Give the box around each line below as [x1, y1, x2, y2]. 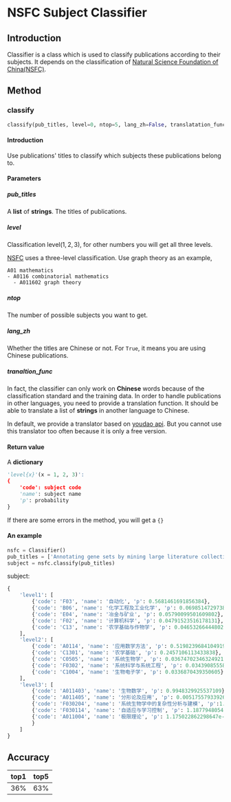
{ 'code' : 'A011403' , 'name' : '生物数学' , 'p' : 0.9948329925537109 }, [32, 688, 228, 695]
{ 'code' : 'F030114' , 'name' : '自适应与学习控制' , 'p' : [32, 707, 184, 714]
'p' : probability [19, 497, 69, 503]
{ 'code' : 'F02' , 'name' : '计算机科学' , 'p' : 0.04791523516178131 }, [32, 617, 224, 624]
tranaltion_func [7, 367, 53, 376]
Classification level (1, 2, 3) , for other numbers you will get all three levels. [7, 241, 213, 249]
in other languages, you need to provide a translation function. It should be [7, 399, 219, 407]
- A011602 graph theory [13, 279, 81, 286]
